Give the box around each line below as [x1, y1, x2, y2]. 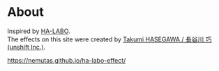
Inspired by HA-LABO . [7, 27, 71, 35]
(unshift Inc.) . [7, 43, 46, 51]
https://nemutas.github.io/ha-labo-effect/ [7, 56, 126, 64]
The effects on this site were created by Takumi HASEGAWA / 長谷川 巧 [7, 35, 212, 43]
